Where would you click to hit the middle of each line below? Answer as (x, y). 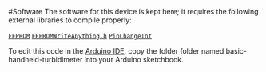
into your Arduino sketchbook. (134, 60)
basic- (236, 51)
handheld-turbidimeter (46, 60)
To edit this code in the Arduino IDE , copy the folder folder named (116, 51)
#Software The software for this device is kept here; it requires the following (133, 12)
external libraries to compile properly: (70, 20)
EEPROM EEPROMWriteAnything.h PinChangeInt (80, 36)
